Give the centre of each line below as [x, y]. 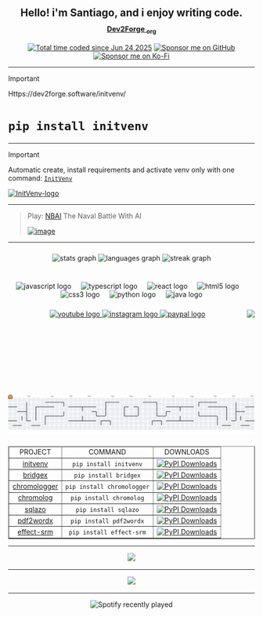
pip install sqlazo [107, 509]
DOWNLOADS [187, 452]
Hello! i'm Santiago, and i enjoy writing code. [131, 13]
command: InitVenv [40, 178]
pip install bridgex [107, 475]
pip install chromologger [108, 487]
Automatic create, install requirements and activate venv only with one [121, 170]
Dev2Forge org [131, 29]
